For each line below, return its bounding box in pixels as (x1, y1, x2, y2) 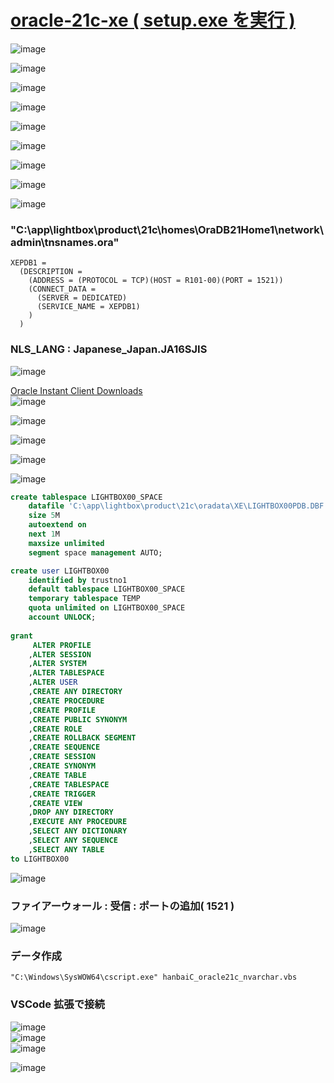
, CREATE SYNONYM (28, 761, 97, 771)
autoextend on (28, 520, 87, 530)
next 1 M (28, 529, 60, 540)
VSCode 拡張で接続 (10, 997, 105, 1011)
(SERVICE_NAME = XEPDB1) (36, 302, 141, 312)
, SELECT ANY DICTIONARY (28, 826, 128, 836)
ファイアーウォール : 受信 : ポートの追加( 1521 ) (10, 899, 235, 913)
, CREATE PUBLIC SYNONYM (28, 714, 128, 725)
